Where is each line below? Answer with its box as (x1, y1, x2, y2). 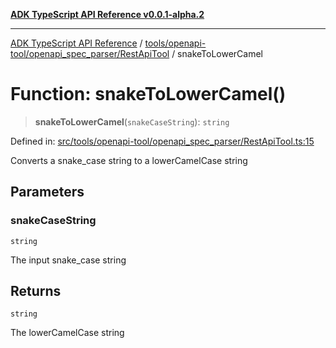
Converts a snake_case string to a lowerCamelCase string (10, 154, 248, 166)
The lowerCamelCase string (10, 327, 125, 339)
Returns (10, 283, 62, 300)
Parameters (10, 184, 85, 201)
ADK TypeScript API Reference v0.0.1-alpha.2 (10, 9, 205, 20)
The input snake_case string (10, 254, 127, 266)
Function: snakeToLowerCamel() (10, 83, 287, 106)
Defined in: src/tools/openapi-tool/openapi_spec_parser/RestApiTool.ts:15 (10, 135, 315, 147)
